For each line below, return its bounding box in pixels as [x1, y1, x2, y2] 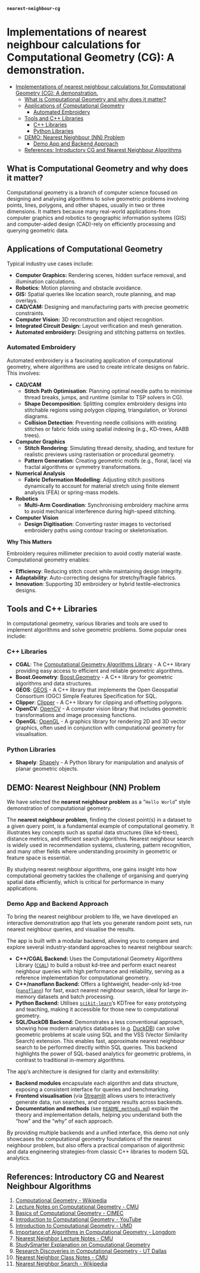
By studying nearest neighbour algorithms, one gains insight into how [7, 866, 177, 873]
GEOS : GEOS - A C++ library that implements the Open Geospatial [15, 686, 178, 693]
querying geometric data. [7, 226, 69, 234]
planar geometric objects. [15, 765, 79, 772]
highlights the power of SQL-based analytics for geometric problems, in [15, 1050, 191, 1057]
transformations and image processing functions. [15, 711, 136, 718]
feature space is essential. [7, 854, 71, 861]
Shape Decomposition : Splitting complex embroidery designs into [24, 400, 187, 407]
